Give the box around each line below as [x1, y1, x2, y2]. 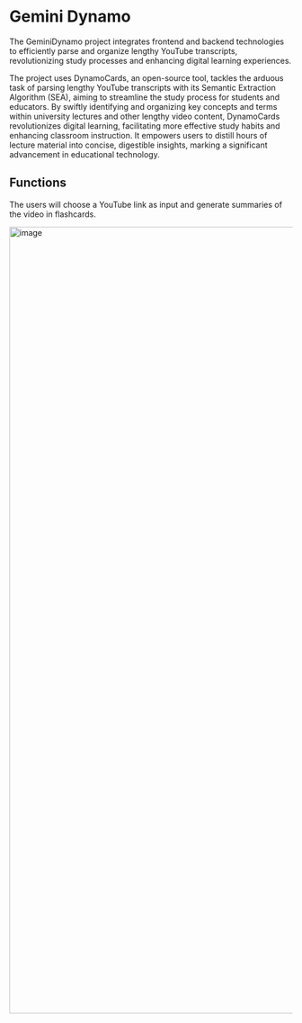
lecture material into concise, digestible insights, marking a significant [9, 139, 268, 150]
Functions [9, 175, 67, 191]
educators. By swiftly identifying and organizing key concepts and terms [9, 101, 278, 112]
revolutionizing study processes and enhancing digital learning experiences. [9, 55, 292, 66]
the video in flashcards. [9, 209, 97, 220]
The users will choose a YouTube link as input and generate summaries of [9, 199, 283, 210]
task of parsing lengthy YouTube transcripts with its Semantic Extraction [9, 82, 277, 93]
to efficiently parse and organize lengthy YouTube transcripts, [9, 45, 238, 56]
